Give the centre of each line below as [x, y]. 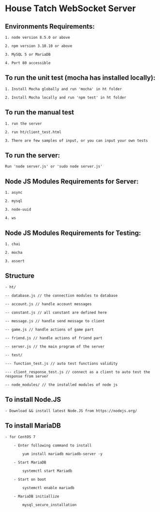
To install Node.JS [33, 400]
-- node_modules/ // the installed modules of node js [61, 385]
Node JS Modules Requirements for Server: [72, 181]
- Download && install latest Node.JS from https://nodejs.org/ [71, 411]
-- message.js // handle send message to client [55, 321]
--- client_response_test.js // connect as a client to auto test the [78, 372]
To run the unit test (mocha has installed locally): [80, 78]
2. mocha [14, 253]
